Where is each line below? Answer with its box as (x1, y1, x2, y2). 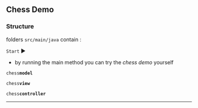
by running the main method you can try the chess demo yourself (14, 58, 174, 66)
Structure (6, 22, 34, 31)
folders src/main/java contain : (6, 35, 81, 43)
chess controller (6, 91, 46, 97)
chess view (6, 80, 31, 86)
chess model (6, 70, 33, 76)
